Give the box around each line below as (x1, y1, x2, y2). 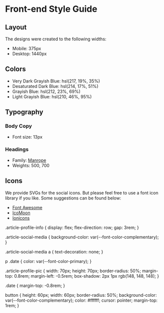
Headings (5, 146, 29, 153)
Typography (5, 108, 43, 116)
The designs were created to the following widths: (5, 36, 107, 42)
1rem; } (5, 302, 20, 308)
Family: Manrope (12, 157, 47, 163)
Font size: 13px (12, 134, 43, 140)
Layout (5, 23, 27, 31)
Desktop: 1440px (12, 51, 47, 57)
